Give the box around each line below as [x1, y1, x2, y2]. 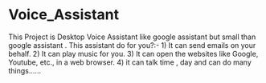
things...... [8, 65, 42, 75]
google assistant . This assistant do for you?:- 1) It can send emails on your [8, 40, 256, 49]
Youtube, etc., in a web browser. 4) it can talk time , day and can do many [8, 57, 252, 67]
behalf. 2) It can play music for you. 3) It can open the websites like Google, [8, 49, 259, 58]
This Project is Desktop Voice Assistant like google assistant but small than [8, 32, 256, 41]
